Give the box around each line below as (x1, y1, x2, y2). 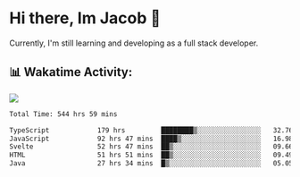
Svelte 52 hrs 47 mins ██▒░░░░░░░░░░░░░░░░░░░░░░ (9, 142, 262, 151)
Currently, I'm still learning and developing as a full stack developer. (9, 38, 259, 48)
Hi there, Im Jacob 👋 (9, 8, 162, 29)
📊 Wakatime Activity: (9, 64, 133, 80)
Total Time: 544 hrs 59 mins (9, 109, 118, 119)
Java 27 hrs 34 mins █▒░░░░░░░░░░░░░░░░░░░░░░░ (9, 159, 262, 168)
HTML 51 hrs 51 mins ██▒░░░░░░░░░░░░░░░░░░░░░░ (9, 151, 262, 160)
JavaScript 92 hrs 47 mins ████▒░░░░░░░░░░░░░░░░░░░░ (9, 134, 262, 143)
